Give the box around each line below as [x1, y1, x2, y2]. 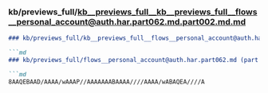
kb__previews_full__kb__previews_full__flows [77, 6, 258, 17]
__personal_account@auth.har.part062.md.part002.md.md [8, 16, 246, 27]
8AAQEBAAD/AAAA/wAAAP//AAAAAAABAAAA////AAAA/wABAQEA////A [8, 78, 205, 86]
